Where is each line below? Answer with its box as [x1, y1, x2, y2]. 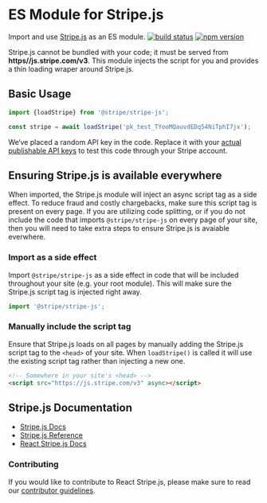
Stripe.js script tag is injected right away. [8, 287, 142, 296]
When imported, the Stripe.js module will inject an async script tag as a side [8, 189, 257, 200]
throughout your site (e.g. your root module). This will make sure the [8, 279, 232, 288]
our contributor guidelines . [8, 485, 96, 495]
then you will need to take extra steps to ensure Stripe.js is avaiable [8, 224, 230, 233]
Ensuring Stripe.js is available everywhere [8, 169, 222, 182]
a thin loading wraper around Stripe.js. [8, 64, 134, 73]
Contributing [8, 459, 59, 470]
